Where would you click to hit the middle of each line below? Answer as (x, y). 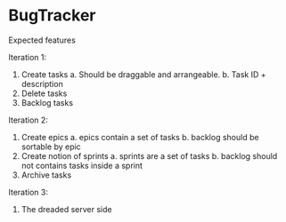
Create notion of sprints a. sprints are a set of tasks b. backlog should (149, 155)
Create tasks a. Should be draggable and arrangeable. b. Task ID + (143, 74)
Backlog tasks (47, 102)
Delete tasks (44, 93)
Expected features (42, 40)
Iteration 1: (28, 57)
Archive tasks (46, 175)
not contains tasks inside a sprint (82, 165)
